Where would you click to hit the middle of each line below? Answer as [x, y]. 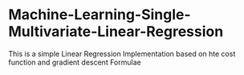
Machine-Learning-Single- [100, 15]
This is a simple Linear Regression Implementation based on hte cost [122, 53]
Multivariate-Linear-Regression [116, 32]
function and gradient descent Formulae [75, 62]
